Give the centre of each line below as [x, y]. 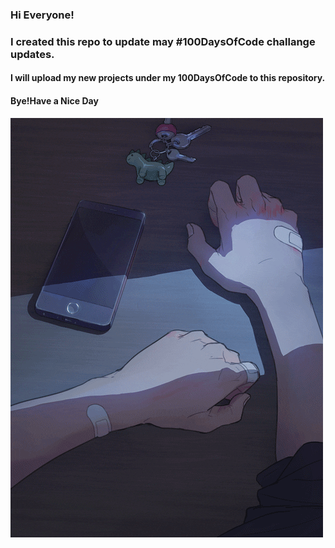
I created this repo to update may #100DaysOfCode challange [163, 41]
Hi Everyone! [42, 15]
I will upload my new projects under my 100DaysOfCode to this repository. [168, 78]
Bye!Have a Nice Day [54, 101]
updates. [32, 54]
